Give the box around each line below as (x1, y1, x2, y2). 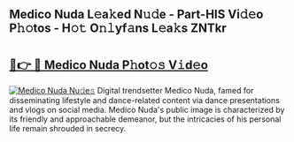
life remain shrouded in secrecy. (9, 123, 127, 133)
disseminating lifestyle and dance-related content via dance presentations (9, 95, 281, 105)
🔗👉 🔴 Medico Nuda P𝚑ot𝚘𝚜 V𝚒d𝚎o (9, 57, 208, 72)
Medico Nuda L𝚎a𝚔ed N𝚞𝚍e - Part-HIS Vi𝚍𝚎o (9, 7, 264, 22)
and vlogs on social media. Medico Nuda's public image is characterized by (9, 105, 285, 115)
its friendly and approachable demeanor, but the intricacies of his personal (9, 114, 282, 124)
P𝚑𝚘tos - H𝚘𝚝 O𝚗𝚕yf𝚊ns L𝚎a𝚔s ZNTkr (9, 21, 228, 36)
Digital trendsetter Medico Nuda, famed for (97, 86, 254, 95)
